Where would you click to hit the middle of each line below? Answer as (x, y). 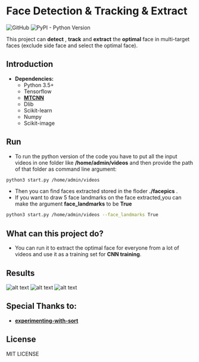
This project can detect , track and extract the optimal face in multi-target (98, 39)
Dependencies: (34, 78)
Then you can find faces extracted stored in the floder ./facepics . (96, 191)
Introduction (30, 64)
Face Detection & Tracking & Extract (97, 11)
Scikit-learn (38, 110)
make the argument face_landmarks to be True (73, 204)
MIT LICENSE (23, 354)
